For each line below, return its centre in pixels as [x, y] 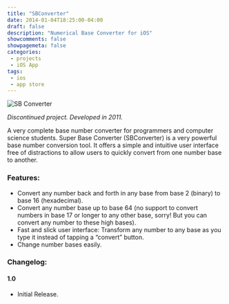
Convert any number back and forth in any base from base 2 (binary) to [119, 193]
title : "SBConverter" [38, 13]
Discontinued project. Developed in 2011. [65, 117]
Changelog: [27, 262]
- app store [27, 84]
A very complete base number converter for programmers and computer [110, 131]
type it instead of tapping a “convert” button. [80, 237]
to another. [22, 160]
